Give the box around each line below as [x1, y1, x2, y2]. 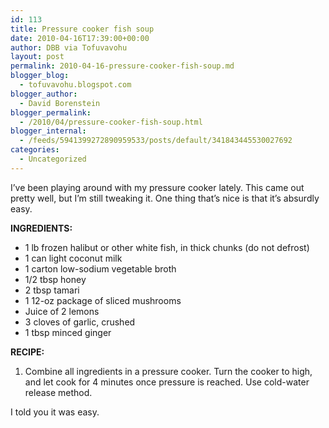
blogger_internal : [10, 126, 87, 136]
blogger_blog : [10, 71, 70, 81]
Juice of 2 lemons [24, 305, 100, 317]
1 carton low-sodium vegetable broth [24, 262, 177, 275]
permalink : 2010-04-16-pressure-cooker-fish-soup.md [10, 61, 235, 71]
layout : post [10, 52, 65, 62]
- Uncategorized [19, 154, 87, 164]
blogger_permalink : [10, 107, 92, 118]
